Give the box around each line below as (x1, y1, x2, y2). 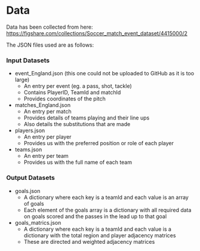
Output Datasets (6, 174, 55, 182)
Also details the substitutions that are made (23, 121, 131, 128)
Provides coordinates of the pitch (23, 95, 106, 102)
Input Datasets (6, 56, 50, 65)
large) (14, 76, 30, 84)
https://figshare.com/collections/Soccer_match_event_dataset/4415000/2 (6, 29, 188, 36)
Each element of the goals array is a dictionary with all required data (23, 206, 192, 213)
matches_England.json (14, 102, 70, 109)
